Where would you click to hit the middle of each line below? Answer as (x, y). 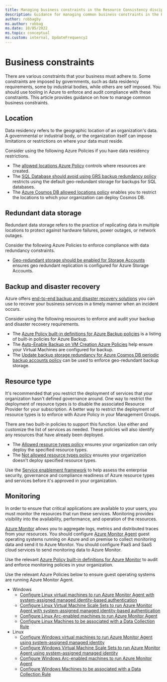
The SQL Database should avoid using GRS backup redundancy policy (84, 176)
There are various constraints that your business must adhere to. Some (78, 76)
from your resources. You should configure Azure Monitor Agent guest (78, 534)
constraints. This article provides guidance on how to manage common (78, 97)
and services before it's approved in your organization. (61, 481)
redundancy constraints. (30, 250)
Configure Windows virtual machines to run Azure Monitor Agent (86, 637)
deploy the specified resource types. (50, 450)
